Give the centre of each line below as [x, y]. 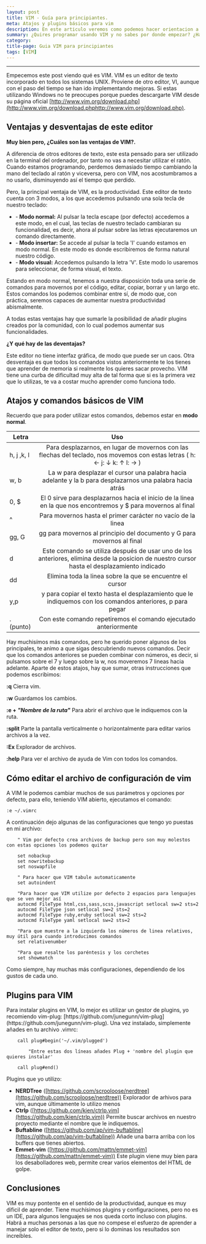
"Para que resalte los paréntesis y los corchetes [83, 953]
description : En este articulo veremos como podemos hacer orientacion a [103, 29]
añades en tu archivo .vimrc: [42, 1029]
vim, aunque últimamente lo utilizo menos [68, 1104]
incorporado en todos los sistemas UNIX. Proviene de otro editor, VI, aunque [103, 82]
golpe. [23, 1169]
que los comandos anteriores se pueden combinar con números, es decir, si [102, 655]
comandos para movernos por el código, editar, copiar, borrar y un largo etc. [103, 287]
